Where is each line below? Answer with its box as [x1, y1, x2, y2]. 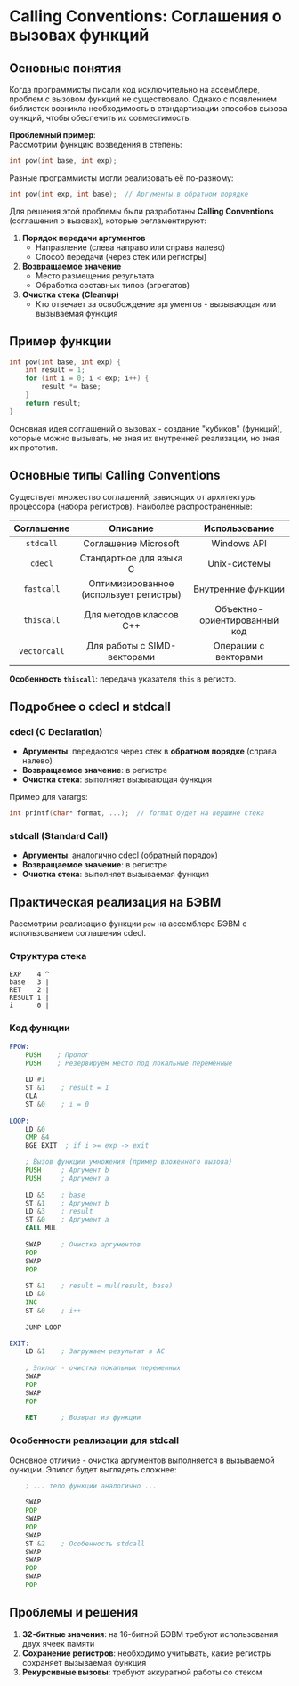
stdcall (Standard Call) [9, 829, 109, 842]
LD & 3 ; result [25, 1207, 93, 1216]
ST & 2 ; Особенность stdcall [25, 1539, 145, 1548]
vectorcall [19, 646, 65, 656]
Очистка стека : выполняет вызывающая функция [21, 774, 212, 785]
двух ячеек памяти [21, 1638, 95, 1649]
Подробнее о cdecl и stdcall [9, 698, 172, 714]
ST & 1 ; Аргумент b [25, 1198, 109, 1207]
